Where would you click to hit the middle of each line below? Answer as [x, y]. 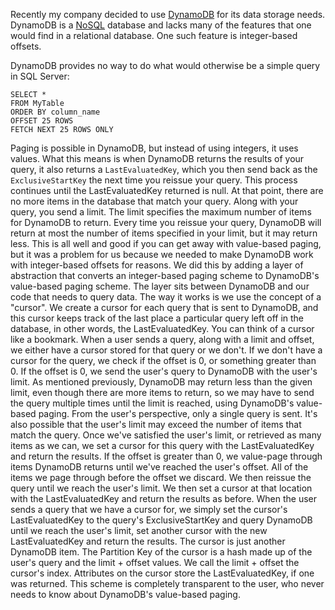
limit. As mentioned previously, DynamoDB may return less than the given [161, 382]
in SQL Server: [40, 76]
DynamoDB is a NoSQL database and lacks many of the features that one [161, 25]
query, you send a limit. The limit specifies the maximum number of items [161, 212]
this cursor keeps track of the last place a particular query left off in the [157, 318]
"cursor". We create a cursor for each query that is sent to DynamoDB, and [164, 307]
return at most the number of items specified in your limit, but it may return [164, 233]
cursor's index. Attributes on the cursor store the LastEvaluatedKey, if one [162, 573]
